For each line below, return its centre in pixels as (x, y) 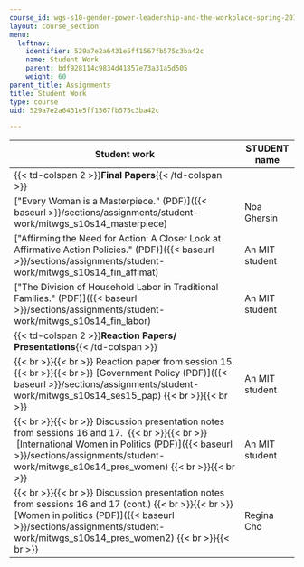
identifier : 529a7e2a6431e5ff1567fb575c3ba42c (115, 52)
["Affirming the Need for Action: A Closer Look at (118, 239)
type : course (34, 102)
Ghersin (261, 218)
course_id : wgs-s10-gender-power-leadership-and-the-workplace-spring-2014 (155, 18)
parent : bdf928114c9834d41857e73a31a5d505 (107, 69)
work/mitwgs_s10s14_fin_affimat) (86, 272)
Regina (259, 515)
